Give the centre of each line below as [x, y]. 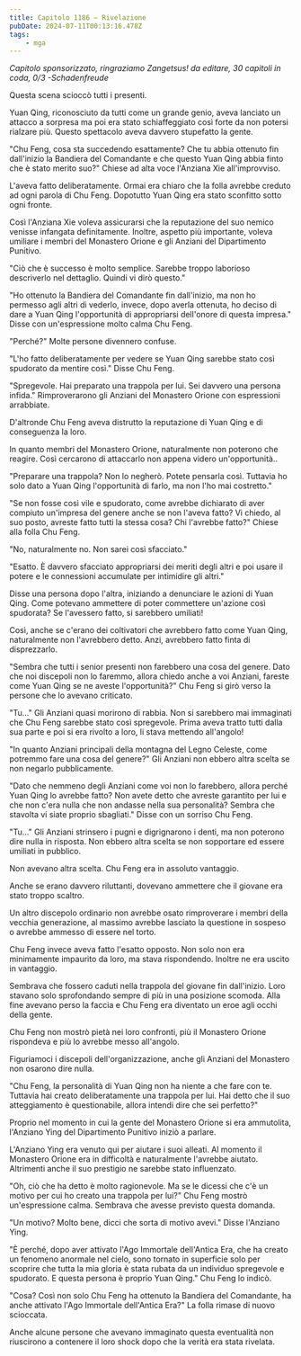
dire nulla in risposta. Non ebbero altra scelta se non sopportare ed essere [147, 842]
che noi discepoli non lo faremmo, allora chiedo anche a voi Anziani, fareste [150, 676]
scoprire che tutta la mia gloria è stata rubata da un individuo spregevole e [147, 1269]
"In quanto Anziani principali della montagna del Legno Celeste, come [138, 749]
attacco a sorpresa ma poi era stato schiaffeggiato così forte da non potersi [149, 122]
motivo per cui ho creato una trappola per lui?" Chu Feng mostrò [128, 1196]
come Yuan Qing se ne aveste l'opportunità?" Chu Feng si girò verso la [140, 686]
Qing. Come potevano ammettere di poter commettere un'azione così [138, 603]
